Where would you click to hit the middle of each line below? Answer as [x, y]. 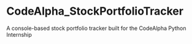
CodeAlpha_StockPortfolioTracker [95, 11]
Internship [19, 34]
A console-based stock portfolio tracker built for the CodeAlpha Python [96, 28]
